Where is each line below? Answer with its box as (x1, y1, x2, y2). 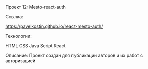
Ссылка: (5, 14, 24, 19)
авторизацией (5, 58, 36, 64)
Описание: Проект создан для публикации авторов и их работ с (5, 52, 143, 58)
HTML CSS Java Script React (5, 43, 66, 49)
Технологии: (5, 33, 32, 39)
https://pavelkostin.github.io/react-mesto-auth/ (5, 23, 103, 29)
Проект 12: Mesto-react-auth (5, 4, 66, 10)
